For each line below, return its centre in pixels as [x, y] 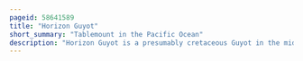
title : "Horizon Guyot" [54, 26]
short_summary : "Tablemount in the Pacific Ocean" [106, 34]
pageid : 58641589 [42, 17]
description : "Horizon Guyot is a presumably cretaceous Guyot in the [145, 43]
